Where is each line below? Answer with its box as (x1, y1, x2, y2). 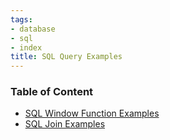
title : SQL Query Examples (10, 52, 123, 62)
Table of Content (10, 85, 94, 99)
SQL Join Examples (24, 118, 106, 130)
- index (10, 42, 43, 53)
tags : (10, 14, 33, 25)
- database (10, 24, 56, 34)
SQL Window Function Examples (24, 107, 160, 120)
